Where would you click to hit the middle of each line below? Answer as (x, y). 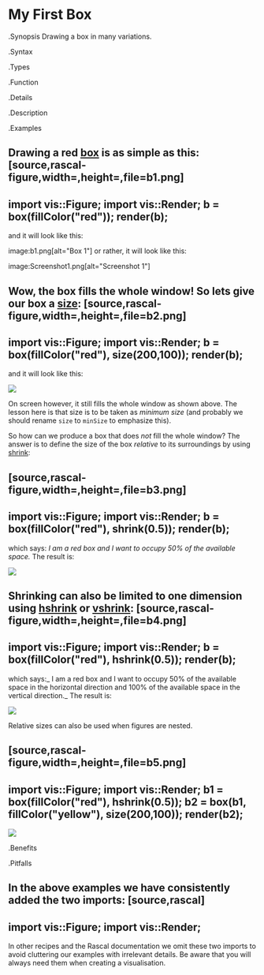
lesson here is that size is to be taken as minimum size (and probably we (126, 413)
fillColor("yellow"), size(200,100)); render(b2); (126, 814)
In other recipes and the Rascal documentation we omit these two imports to (132, 946)
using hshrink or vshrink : (71, 608)
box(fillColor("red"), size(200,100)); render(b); (126, 355)
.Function (24, 82)
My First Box (50, 15)
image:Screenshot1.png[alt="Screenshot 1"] (80, 267)
